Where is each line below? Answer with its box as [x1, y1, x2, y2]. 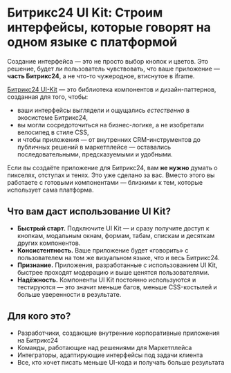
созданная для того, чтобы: [7, 92, 89, 101]
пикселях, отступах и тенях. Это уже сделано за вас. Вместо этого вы [7, 171, 215, 179]
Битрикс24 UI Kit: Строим [7, 5, 163, 21]
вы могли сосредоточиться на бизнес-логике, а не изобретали [17, 120, 204, 129]
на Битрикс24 [17, 336, 59, 344]
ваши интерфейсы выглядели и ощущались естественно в [17, 106, 190, 114]
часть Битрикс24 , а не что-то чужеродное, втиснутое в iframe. [7, 71, 195, 80]
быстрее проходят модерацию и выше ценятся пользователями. [17, 268, 210, 276]
